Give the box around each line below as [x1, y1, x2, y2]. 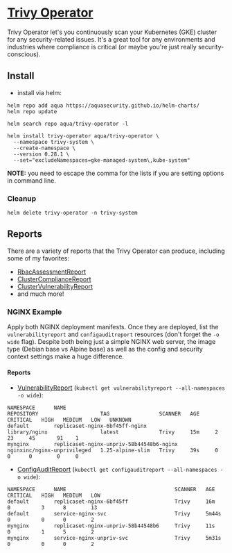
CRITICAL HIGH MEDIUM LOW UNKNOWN [7, 417, 132, 424]
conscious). [7, 50, 41, 58]
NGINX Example [7, 307, 62, 317]
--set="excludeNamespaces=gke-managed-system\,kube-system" [13, 156, 190, 164]
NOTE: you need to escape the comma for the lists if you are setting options [7, 169, 224, 177]
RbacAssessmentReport [17, 267, 87, 276]
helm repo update [7, 108, 57, 115]
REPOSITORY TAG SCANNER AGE [7, 411, 199, 418]
